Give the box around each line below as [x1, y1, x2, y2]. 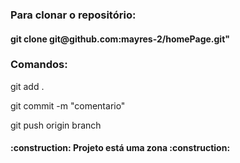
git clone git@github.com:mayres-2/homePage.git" [10, 33, 230, 45]
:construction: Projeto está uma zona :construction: [10, 142, 231, 154]
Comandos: [10, 58, 68, 72]
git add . [10, 80, 45, 92]
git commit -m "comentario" [10, 99, 126, 112]
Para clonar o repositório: [10, 8, 137, 22]
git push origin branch [10, 119, 102, 131]
